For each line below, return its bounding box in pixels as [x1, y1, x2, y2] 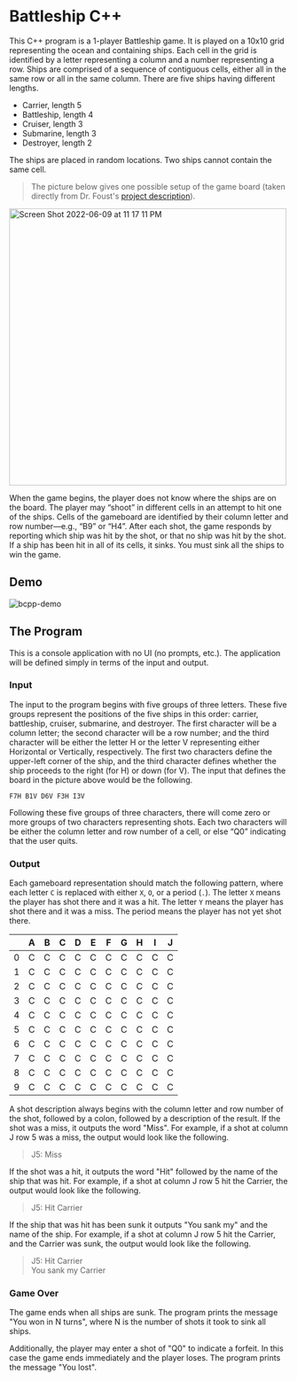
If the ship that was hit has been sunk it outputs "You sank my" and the [9, 1220, 269, 1230]
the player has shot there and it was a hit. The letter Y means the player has [9, 897, 284, 908]
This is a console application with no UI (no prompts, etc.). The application [9, 647, 281, 658]
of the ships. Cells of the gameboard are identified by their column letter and [9, 511, 289, 522]
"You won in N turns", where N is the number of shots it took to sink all [9, 1316, 266, 1327]
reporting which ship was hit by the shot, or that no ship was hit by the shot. [9, 530, 286, 541]
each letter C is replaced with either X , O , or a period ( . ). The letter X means [9, 887, 281, 898]
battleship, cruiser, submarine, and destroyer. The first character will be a [9, 718, 277, 729]
